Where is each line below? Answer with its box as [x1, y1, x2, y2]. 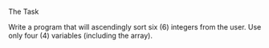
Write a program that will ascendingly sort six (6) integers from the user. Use [8, 22, 262, 31]
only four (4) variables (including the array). [8, 31, 153, 40]
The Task [8, 7, 39, 16]
